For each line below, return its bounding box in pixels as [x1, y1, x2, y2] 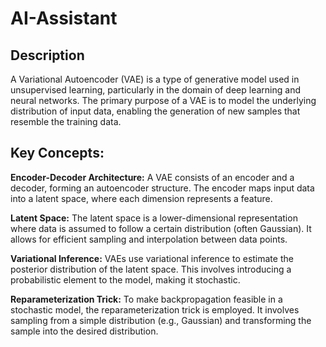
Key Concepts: [10, 145, 105, 162]
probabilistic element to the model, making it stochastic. [10, 273, 241, 286]
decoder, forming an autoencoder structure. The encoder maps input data [10, 182, 315, 194]
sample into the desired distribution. [10, 325, 159, 337]
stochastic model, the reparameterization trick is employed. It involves [10, 303, 300, 316]
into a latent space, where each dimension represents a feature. [10, 192, 273, 204]
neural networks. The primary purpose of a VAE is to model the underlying [10, 95, 317, 106]
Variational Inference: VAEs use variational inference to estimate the [10, 252, 294, 264]
